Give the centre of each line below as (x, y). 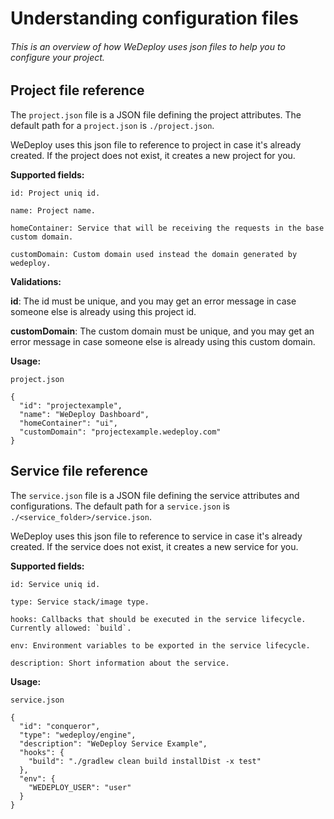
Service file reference (79, 471)
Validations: (36, 281)
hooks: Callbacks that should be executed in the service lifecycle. (158, 619)
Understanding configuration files (154, 18)
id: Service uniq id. (55, 584)
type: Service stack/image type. (80, 602)
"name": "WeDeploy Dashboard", (84, 414)
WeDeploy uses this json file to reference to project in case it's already (156, 144)
